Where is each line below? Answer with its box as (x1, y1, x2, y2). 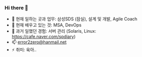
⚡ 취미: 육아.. (11, 47, 37, 53)
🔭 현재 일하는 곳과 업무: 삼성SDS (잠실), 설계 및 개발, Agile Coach (11, 16, 138, 22)
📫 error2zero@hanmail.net (11, 39, 67, 45)
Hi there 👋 (4, 4, 29, 11)
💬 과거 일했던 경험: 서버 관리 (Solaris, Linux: (11, 28, 96, 34)
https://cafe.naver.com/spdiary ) (11, 34, 76, 39)
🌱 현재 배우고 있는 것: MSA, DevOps (11, 22, 81, 28)
